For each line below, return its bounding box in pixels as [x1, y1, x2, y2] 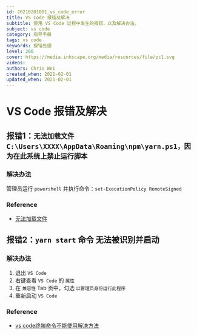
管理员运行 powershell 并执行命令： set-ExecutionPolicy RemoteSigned [6, 185, 182, 192]
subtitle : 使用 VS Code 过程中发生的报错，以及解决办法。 [6, 20, 139, 26]
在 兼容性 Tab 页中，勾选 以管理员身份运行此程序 [15, 284, 126, 291]
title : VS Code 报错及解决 [6, 15, 70, 21]
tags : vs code [6, 37, 42, 43]
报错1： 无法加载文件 [6, 130, 75, 141]
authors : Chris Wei [6, 65, 56, 72]
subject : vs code [6, 25, 50, 32]
